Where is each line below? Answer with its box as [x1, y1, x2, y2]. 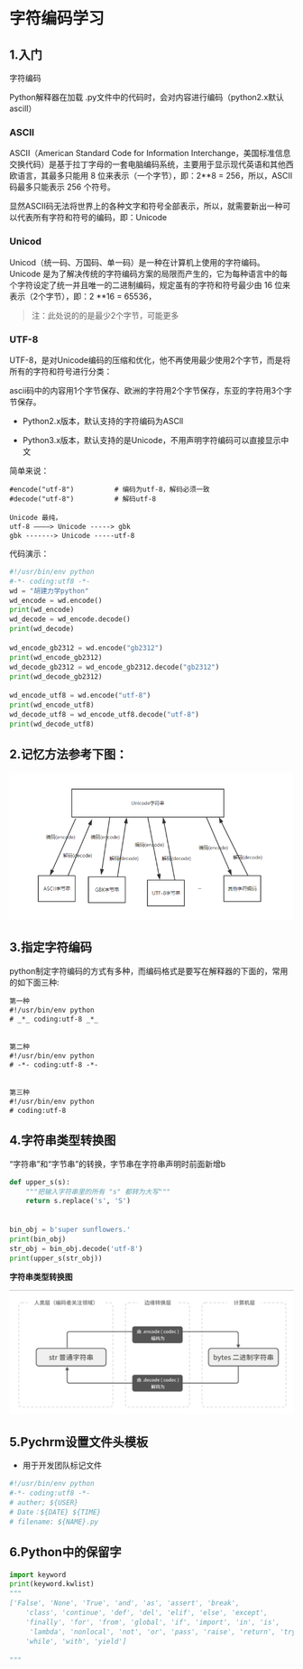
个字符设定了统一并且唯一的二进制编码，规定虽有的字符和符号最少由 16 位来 [9, 279, 291, 290]
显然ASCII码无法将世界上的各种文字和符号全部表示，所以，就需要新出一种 [9, 200, 283, 212]
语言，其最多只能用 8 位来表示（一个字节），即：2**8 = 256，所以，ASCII [16, 171, 293, 181]
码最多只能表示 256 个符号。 [9, 181, 115, 192]
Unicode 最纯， [9, 513, 62, 522]
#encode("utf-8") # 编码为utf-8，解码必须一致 [9, 485, 210, 494]
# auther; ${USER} [9, 1498, 78, 1507]
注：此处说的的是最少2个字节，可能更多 [31, 310, 179, 320]
